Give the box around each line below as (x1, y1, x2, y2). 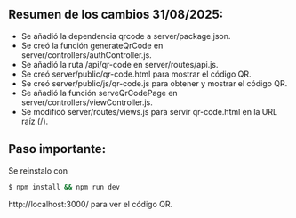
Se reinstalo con (8, 165, 68, 176)
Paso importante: (8, 141, 107, 157)
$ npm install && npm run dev (8, 182, 121, 191)
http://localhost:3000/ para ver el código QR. (8, 198, 173, 209)
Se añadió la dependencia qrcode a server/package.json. (20, 30, 231, 41)
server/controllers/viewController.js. (20, 97, 153, 108)
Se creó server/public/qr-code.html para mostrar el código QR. (20, 69, 252, 79)
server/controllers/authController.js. (20, 49, 152, 61)
